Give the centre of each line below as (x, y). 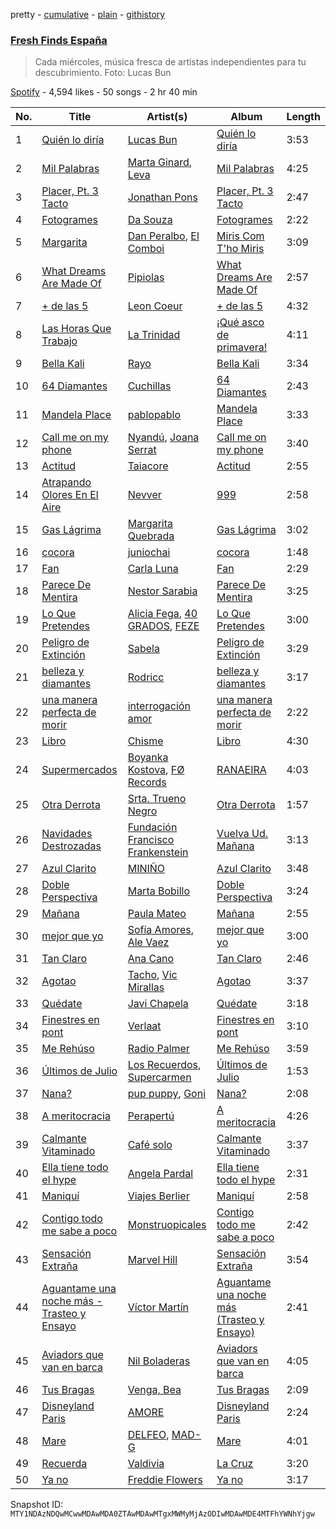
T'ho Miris (240, 249)
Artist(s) (167, 117)
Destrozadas (71, 846)
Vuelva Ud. (242, 834)
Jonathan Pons (162, 197)
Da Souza (150, 220)
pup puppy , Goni (167, 1094)
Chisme (145, 741)
